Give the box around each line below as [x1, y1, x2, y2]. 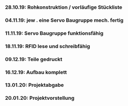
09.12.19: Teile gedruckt [5, 56, 62, 62]
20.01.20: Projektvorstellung [5, 95, 74, 102]
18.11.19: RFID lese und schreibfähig [5, 43, 90, 49]
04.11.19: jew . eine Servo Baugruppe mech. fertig [5, 16, 124, 23]
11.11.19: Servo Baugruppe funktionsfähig [5, 30, 104, 36]
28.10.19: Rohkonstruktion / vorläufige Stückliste [5, 4, 123, 11]
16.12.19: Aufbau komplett [5, 69, 67, 76]
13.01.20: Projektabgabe [5, 82, 64, 89]
